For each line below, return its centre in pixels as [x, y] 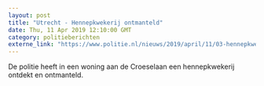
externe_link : [31, 45]
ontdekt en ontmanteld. [46, 75]
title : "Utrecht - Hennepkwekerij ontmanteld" [86, 23]
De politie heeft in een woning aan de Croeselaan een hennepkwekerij [121, 66]
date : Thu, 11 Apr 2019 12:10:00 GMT [70, 30]
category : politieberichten [54, 37]
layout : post [29, 15]
